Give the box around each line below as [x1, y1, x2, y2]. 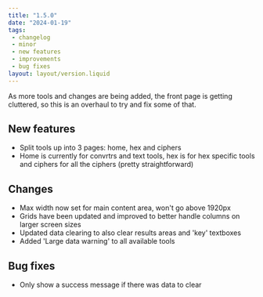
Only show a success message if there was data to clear [19, 280, 202, 290]
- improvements [11, 56, 61, 63]
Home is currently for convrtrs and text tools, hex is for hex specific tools [19, 151, 256, 161]
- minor [11, 41, 37, 49]
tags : [8, 26, 26, 34]
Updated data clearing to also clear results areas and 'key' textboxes [19, 228, 241, 237]
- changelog [11, 33, 51, 42]
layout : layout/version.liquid [8, 70, 110, 78]
